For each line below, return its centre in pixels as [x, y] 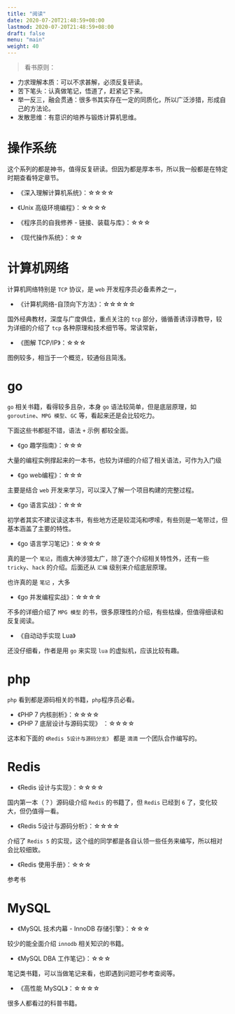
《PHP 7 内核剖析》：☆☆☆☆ [58, 714]
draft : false [26, 33]
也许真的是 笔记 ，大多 [39, 582]
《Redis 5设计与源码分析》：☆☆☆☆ [69, 826]
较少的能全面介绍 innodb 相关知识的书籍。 [67, 943]
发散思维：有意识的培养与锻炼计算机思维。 [79, 117]
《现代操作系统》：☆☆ [50, 237]
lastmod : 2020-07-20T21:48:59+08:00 [60, 27]
